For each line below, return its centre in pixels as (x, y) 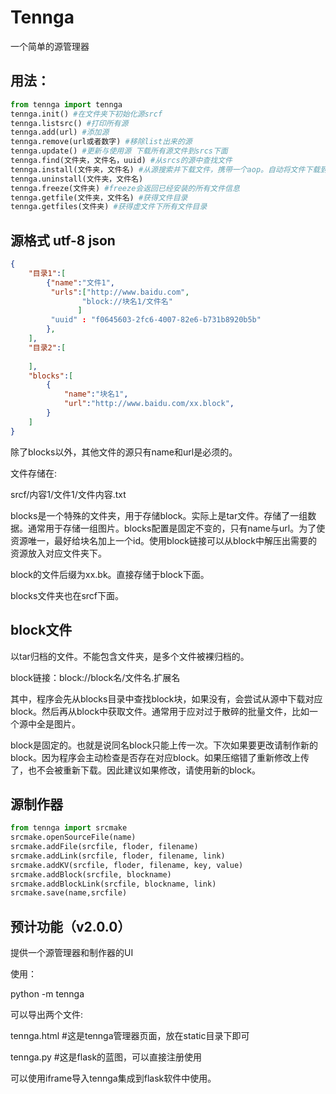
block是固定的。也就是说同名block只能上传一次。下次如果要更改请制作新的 (164, 745)
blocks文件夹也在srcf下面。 (67, 595)
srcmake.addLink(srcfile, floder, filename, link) (118, 856)
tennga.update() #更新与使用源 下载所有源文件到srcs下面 (119, 151)
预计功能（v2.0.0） (71, 926)
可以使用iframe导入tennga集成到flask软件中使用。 (113, 1078)
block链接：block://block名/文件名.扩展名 (95, 677)
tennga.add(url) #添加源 (60, 132)
